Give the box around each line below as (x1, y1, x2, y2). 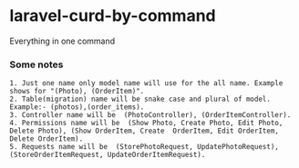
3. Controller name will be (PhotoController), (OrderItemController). (9, 111, 292, 120)
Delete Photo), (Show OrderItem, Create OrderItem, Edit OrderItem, (9, 126, 280, 136)
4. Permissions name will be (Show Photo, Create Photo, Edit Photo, (9, 119, 284, 128)
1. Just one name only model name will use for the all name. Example (9, 79, 284, 88)
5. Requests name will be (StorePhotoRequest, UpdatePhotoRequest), (9, 143, 280, 152)
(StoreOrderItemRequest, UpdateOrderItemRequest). (9, 151, 206, 160)
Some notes (9, 58, 64, 71)
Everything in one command (9, 35, 116, 46)
